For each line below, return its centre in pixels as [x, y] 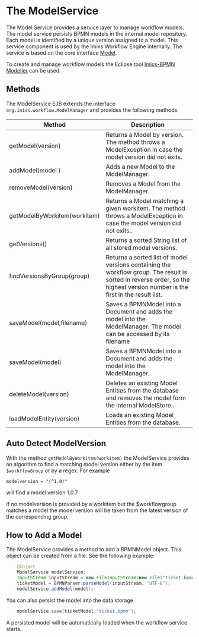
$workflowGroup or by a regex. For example [58, 470]
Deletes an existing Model [142, 383]
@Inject [26, 567]
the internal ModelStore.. [140, 405]
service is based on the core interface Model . [62, 52]
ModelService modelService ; [51, 572]
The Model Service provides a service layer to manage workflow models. [95, 27]
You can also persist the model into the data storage [70, 600]
